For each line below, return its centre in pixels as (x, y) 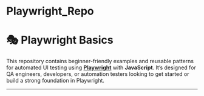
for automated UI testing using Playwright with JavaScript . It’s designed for (101, 67)
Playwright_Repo (50, 11)
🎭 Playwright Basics (60, 40)
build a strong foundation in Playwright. (56, 81)
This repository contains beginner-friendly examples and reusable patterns (100, 61)
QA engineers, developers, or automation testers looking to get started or (98, 74)
